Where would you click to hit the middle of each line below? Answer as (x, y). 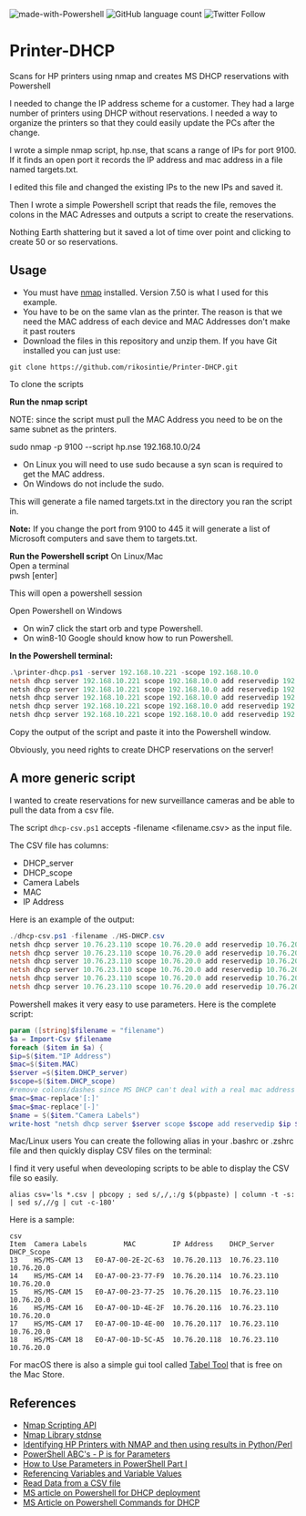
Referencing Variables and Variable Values (102, 1474)
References (43, 1403)
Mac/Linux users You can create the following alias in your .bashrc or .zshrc (152, 1141)
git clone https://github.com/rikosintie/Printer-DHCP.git (124, 367)
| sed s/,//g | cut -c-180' (63, 1203)
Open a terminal (40, 566)
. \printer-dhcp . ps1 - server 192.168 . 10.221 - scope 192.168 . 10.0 (134, 672)
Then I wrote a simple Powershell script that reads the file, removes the (143, 204)
